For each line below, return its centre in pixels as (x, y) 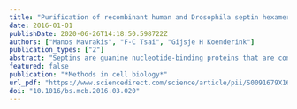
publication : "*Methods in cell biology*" (88, 75)
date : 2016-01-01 (41, 25)
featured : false (39, 67)
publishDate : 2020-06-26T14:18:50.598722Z (88, 33)
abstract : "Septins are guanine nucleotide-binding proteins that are (142, 58)
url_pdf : (25, 83)
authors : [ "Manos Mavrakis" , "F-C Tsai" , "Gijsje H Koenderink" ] (132, 42)
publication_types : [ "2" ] (57, 50)
